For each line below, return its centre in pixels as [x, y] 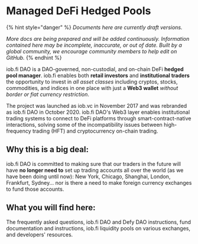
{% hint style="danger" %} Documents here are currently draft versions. [94, 27]
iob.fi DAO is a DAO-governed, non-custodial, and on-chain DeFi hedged [95, 69]
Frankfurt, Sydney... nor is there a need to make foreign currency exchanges [99, 182]
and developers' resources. [40, 235]
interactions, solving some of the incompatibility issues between [84, 124]
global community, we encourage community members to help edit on [92, 51]
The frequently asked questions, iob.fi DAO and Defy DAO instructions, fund [98, 222]
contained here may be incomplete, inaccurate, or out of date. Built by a [94, 45]
